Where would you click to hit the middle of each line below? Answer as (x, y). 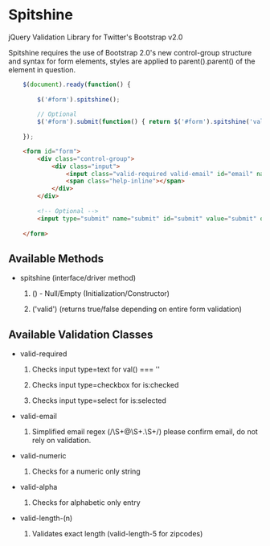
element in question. (42, 69)
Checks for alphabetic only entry (86, 503)
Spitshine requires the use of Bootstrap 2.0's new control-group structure (130, 52)
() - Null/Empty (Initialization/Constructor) (101, 294)
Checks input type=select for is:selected (99, 400)
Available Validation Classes (81, 334)
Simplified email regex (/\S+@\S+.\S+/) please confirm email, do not (145, 432)
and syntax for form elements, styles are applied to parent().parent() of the (132, 61)
